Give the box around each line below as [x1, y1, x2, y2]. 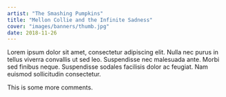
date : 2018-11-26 [7, 29, 57, 36]
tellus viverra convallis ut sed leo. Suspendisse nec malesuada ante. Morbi [7, 56, 220, 64]
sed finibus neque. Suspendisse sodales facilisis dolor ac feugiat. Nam [7, 63, 209, 71]
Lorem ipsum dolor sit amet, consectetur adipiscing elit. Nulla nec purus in [7, 48, 219, 56]
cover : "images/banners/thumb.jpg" [7, 23, 110, 30]
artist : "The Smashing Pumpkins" [7, 10, 104, 17]
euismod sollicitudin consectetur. [7, 70, 102, 78]
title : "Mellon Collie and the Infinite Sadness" [7, 17, 153, 23]
